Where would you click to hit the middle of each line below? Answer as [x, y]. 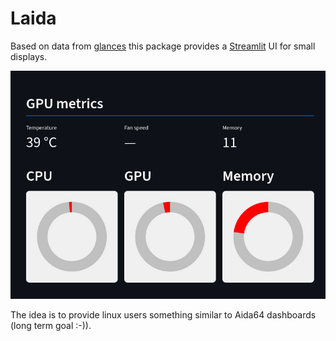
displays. [29, 56]
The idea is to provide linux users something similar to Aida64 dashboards [163, 315]
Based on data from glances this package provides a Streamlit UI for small [163, 46]
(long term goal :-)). [51, 326]
